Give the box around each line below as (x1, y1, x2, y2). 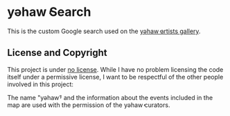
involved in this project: (7, 80, 74, 88)
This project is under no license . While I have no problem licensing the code (7, 65, 224, 73)
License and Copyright (7, 47, 107, 59)
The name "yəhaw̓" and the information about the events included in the (7, 93, 213, 101)
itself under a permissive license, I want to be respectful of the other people (7, 72, 224, 81)
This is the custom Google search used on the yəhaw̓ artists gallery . (7, 27, 201, 35)
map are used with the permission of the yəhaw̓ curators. (7, 101, 170, 109)
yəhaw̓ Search (7, 4, 91, 20)
